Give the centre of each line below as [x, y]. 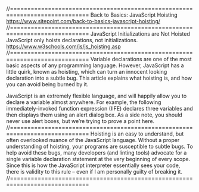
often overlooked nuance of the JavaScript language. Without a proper [93, 140]
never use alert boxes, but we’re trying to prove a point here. [80, 121]
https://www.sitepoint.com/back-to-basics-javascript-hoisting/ [83, 21]
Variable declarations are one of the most [141, 59]
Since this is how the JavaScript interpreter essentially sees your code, [93, 165]
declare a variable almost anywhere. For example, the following [84, 102]
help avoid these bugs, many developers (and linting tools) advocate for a [97, 153]
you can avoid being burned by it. [47, 84]
